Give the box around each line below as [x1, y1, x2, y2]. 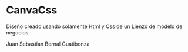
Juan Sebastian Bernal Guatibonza [6, 40, 90, 47]
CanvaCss [6, 4, 58, 17]
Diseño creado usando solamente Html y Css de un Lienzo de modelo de [6, 23, 183, 30]
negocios [6, 29, 29, 36]
